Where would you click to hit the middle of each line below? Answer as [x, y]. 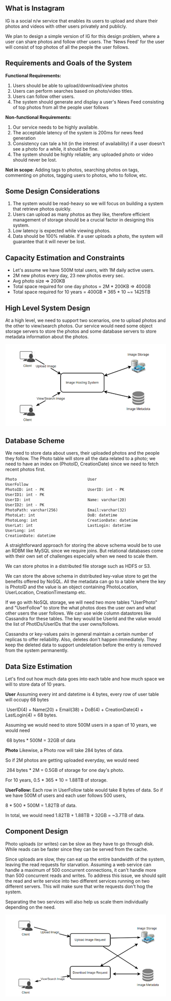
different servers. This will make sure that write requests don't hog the [79, 886]
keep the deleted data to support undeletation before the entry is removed [83, 645]
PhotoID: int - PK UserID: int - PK [65, 490]
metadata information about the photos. [47, 337]
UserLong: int [20, 531]
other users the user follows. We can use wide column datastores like [78, 613]
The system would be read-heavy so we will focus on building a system [88, 203]
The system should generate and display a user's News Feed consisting [88, 101]
